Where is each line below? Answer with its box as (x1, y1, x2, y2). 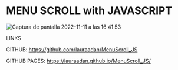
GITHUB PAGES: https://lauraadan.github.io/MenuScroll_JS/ (6, 57, 151, 64)
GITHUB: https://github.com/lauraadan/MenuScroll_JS (6, 45, 138, 53)
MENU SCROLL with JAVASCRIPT (6, 4, 173, 17)
